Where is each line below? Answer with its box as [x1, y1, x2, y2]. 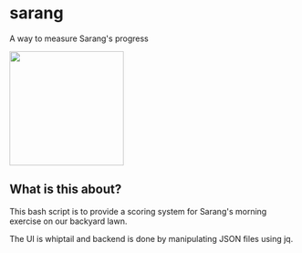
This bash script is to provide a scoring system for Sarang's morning [9, 206, 267, 216]
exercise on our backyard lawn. [9, 216, 128, 227]
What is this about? [9, 182, 122, 197]
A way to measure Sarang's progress [9, 33, 149, 44]
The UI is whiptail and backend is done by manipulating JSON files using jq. [9, 233, 294, 244]
